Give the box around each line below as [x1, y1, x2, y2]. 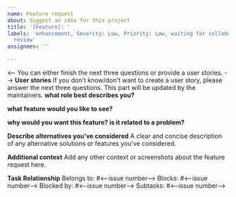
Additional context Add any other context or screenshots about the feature [7, 153, 225, 161]
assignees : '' [7, 43, 49, 50]
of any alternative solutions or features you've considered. [7, 139, 177, 148]
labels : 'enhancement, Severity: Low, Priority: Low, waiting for [7, 30, 206, 37]
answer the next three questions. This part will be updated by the [7, 84, 196, 91]
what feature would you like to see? [7, 105, 113, 113]
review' [13, 37, 37, 44]
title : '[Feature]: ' [7, 23, 71, 30]
